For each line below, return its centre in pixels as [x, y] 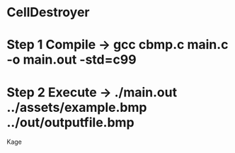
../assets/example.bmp [77, 107]
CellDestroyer [48, 12]
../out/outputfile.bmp [71, 122]
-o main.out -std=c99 [71, 60]
